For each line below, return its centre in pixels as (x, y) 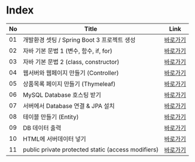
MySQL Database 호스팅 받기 (62, 95)
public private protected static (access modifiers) (91, 149)
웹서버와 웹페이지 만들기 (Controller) (71, 73)
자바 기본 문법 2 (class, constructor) (71, 62)
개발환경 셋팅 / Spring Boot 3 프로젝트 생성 (79, 40)
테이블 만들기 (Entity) (51, 117)
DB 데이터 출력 (42, 128)
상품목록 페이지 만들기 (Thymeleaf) (69, 84)
